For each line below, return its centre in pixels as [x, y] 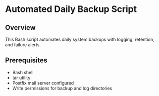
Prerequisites [26, 60]
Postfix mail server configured [43, 83]
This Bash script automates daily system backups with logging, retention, [80, 39]
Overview [21, 28]
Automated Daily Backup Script [71, 9]
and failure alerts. [23, 45]
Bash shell [23, 72]
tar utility [21, 78]
